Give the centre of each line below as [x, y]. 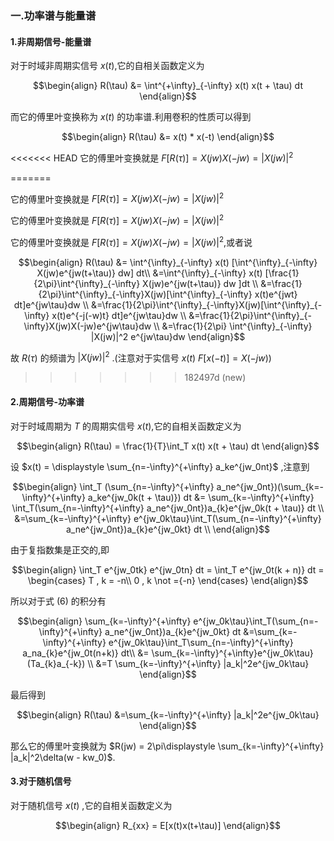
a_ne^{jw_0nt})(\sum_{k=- [270, 486]
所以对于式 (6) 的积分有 [58, 601]
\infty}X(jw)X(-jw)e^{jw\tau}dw [87, 326]
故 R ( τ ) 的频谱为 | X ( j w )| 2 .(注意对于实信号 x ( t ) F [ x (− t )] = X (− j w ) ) [141, 357]
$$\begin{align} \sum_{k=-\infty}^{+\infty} [104, 621]
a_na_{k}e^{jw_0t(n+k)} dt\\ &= [86, 653]
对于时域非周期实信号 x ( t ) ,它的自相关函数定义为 [107, 66]
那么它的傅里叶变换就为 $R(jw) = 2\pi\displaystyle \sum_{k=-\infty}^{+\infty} [167, 746]
